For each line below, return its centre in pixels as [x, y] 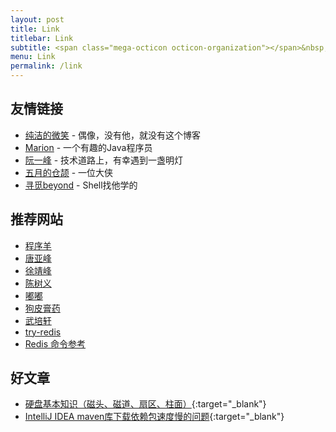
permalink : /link [46, 66]
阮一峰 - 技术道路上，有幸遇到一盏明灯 [104, 160]
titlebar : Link [42, 38]
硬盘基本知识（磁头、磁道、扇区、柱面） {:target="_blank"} [145, 404]
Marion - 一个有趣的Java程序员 [88, 147]
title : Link [35, 29]
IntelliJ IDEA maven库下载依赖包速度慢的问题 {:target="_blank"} [154, 417]
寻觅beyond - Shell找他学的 [81, 185]
